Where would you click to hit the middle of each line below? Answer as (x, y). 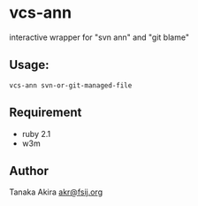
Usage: (30, 65)
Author (29, 171)
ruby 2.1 (36, 134)
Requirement (46, 113)
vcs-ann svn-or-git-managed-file (71, 85)
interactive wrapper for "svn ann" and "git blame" (99, 37)
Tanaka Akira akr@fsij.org (56, 192)
